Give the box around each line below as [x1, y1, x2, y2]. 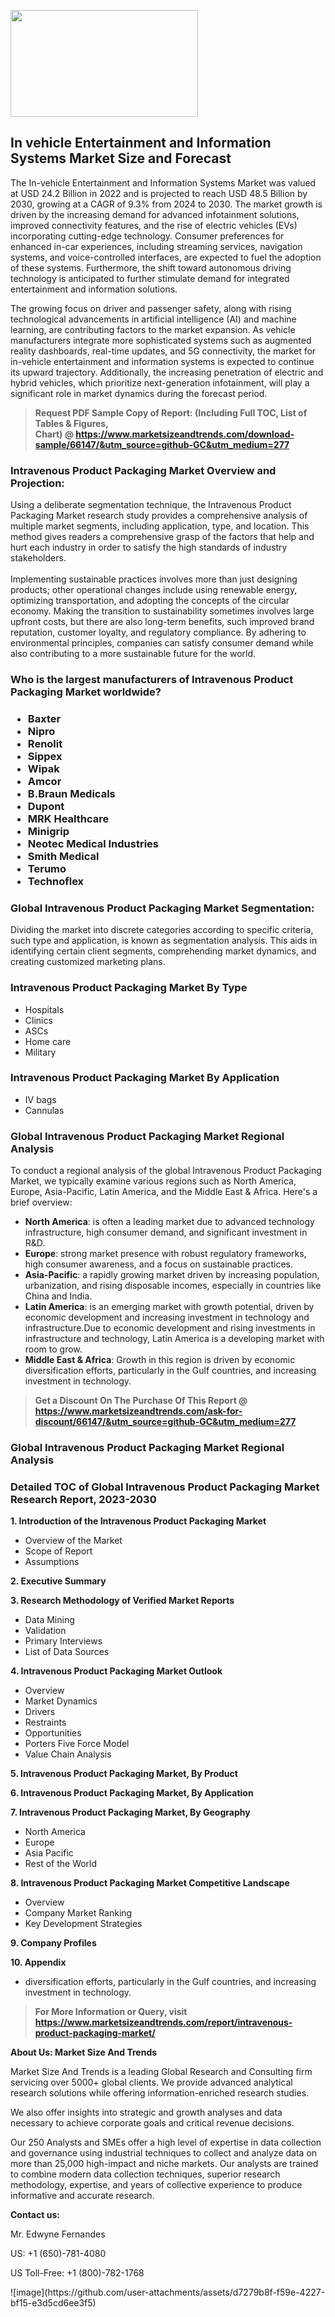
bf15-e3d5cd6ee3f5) [10, 2297, 97, 2309]
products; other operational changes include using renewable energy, [10, 584, 298, 596]
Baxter [27, 711, 62, 725]
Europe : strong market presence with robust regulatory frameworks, [24, 1248, 307, 1260]
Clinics [24, 1014, 53, 1026]
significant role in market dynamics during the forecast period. [10, 387, 268, 399]
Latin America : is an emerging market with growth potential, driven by [24, 1301, 315, 1313]
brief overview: [10, 1196, 73, 1209]
